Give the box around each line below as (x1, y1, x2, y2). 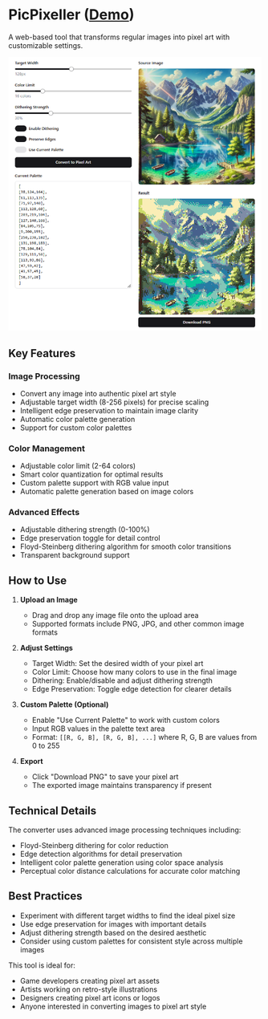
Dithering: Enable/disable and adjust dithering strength (31, 676, 213, 685)
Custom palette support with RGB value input (19, 478, 169, 488)
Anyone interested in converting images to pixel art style (19, 1001, 207, 1011)
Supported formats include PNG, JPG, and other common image (31, 619, 245, 629)
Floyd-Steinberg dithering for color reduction (19, 841, 169, 851)
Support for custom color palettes (19, 423, 132, 432)
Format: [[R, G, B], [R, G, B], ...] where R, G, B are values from (31, 733, 258, 742)
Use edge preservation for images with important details (19, 919, 207, 928)
